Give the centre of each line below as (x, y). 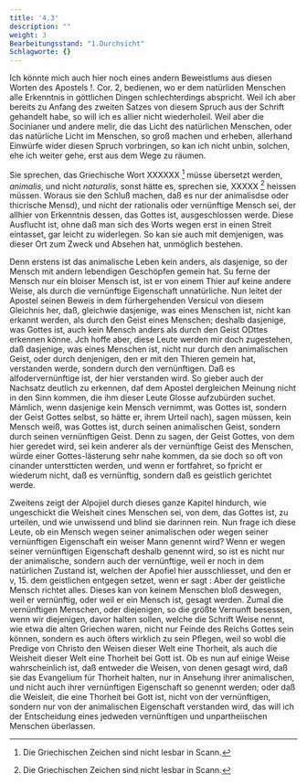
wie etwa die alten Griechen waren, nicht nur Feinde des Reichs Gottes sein (152, 629)
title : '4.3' (34, 18)
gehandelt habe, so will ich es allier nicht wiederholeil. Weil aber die (137, 117)
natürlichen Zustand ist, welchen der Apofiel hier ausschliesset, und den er (151, 571)
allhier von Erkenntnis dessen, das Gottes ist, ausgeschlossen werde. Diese (152, 215)
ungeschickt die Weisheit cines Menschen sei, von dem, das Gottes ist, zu (149, 513)
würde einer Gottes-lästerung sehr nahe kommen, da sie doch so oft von (146, 456)
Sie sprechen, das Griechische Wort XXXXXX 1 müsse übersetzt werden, (146, 174)
